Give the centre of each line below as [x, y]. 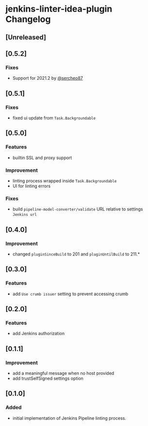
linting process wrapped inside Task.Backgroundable [65, 180]
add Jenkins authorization [39, 334]
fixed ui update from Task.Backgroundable [54, 118]
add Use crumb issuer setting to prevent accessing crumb [70, 294]
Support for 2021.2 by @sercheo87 [48, 78]
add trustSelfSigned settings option [48, 378]
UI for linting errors [31, 186]
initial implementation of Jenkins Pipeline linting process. [69, 418]
